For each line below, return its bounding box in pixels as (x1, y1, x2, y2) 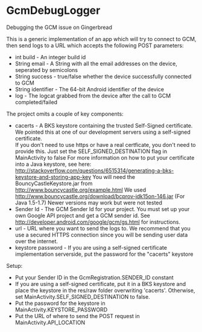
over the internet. (14, 237, 58, 245)
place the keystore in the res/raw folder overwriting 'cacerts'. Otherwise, (14, 287, 195, 294)
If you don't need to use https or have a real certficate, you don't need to (14, 141, 196, 148)
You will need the (92, 173, 136, 180)
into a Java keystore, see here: (14, 160, 92, 168)
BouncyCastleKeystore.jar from (14, 180, 93, 187)
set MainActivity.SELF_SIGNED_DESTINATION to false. (14, 293, 150, 300)
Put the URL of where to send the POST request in (14, 312, 140, 319)
